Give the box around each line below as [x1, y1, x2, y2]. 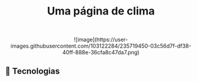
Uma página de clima [47, 4, 155, 18]
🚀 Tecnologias [5, 66, 60, 77]
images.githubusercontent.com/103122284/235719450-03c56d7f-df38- [10, 42, 192, 49]
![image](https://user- [74, 36, 128, 43]
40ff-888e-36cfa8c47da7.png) [62, 48, 140, 55]
